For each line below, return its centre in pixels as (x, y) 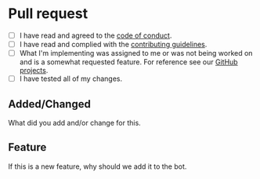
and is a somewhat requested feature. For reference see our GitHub (128, 62)
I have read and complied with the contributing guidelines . (113, 44)
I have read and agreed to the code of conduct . (96, 35)
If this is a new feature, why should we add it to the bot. (97, 166)
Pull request (48, 14)
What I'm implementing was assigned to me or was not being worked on (136, 53)
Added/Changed (50, 104)
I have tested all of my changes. (71, 79)
